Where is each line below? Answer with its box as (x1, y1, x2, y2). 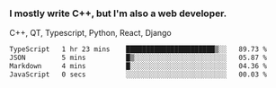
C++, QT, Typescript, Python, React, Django (9, 28, 173, 39)
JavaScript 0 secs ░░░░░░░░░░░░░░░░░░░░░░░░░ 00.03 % (9, 70, 268, 79)
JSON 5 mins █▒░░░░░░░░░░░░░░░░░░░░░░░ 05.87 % (9, 53, 268, 63)
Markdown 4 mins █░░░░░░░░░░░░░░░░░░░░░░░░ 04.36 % (9, 62, 268, 71)
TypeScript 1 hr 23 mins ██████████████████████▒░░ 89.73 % (9, 45, 268, 54)
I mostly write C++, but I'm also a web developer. (9, 7, 227, 20)
